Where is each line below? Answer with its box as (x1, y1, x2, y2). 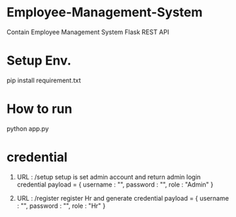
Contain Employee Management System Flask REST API (6, 28, 170, 36)
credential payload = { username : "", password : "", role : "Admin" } (16, 180, 213, 189)
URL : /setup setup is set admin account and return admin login (16, 172, 201, 181)
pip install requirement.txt (6, 76, 81, 84)
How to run (6, 101, 73, 117)
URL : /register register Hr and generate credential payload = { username (16, 194, 229, 202)
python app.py (6, 124, 49, 133)
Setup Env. (6, 52, 72, 69)
